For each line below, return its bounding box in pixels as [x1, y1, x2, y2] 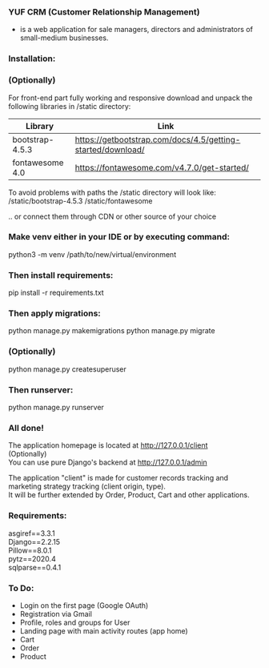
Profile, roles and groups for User [19, 618, 130, 627]
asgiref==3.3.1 [8, 528, 55, 538]
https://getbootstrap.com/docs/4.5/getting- [74, 134, 241, 145]
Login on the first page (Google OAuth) [19, 600, 149, 610]
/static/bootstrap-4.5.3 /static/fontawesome [8, 195, 153, 206]
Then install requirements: [8, 269, 114, 280]
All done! [8, 422, 44, 433]
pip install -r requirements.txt [8, 288, 104, 298]
